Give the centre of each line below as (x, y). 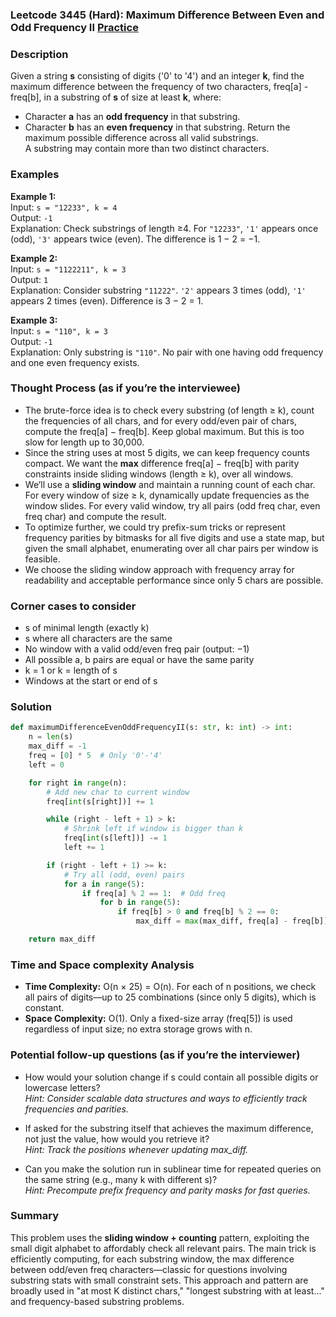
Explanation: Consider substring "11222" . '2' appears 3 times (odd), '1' (158, 290)
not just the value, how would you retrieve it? (117, 1139)
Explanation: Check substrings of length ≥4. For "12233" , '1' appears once (164, 228)
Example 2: (34, 258)
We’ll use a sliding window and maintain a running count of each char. (170, 484)
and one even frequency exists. (75, 362)
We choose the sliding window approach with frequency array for (159, 569)
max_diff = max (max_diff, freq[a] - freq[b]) (232, 921)
